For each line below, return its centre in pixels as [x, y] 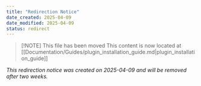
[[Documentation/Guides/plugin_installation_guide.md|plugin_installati [108, 52]
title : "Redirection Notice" [43, 12]
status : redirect [28, 29]
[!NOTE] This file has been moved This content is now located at [101, 46]
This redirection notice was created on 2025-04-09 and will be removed [97, 70]
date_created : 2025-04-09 [39, 17]
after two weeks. [27, 76]
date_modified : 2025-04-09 [40, 23]
